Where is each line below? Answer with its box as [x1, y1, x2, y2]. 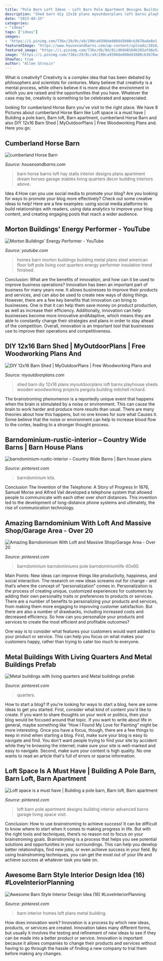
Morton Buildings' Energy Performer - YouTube [5, 225, 150, 233]
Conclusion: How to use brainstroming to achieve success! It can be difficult [5, 820, 158, 827]
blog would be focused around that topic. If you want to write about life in [5, 717, 152, 722]
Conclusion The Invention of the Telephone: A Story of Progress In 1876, [5, 484, 149, 490]
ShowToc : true [5, 57, 34, 62]
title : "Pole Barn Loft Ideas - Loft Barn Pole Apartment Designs [5, 7, 142, 12]
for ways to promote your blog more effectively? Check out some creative [5, 195, 153, 201]
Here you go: [5, 125, 31, 131]
